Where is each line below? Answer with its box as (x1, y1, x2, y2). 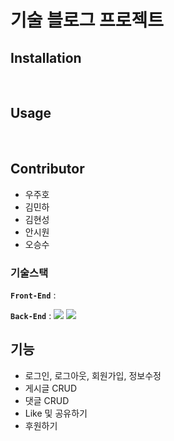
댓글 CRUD (24, 394, 70, 406)
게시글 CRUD (24, 382, 78, 394)
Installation (10, 49, 82, 66)
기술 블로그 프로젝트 (10, 9, 165, 32)
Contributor (10, 161, 85, 178)
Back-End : (10, 309, 52, 321)
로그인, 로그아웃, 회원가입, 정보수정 (24, 369, 162, 381)
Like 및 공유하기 (24, 407, 88, 419)
